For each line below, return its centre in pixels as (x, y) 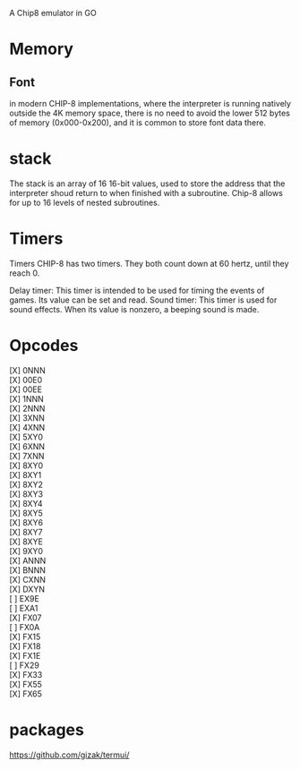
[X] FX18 (25, 646)
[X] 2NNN (27, 408)
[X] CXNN (28, 579)
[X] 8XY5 (26, 513)
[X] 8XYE (26, 542)
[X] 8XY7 (26, 532)
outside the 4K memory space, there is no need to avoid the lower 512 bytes (150, 113)
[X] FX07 (26, 618)
